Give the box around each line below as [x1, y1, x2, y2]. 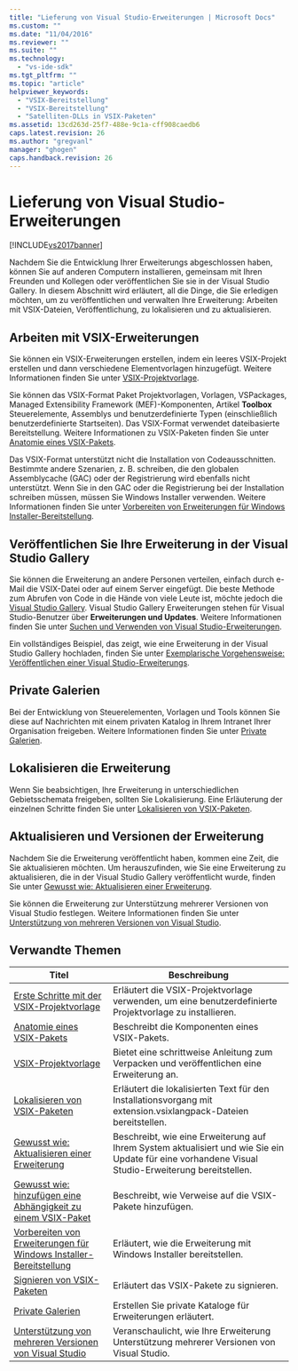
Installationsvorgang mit [112, 1094, 213, 1106]
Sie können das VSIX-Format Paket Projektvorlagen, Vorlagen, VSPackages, [9, 390, 287, 401]
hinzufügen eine [13, 1190, 82, 1202]
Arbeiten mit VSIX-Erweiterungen [9, 330, 200, 345]
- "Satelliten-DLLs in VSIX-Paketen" [17, 112, 157, 121]
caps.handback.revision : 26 [9, 153, 114, 163]
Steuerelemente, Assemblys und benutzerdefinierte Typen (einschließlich [9, 409, 278, 419]
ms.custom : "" [9, 21, 62, 30]
